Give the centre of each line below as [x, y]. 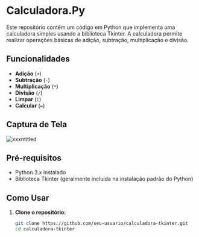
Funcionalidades [38, 59]
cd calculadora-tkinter [45, 229]
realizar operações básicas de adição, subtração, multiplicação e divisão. [97, 40]
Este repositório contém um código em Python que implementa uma [91, 27]
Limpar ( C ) [28, 99]
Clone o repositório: [40, 212]
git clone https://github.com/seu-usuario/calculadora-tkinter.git [101, 224]
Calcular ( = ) [30, 106]
